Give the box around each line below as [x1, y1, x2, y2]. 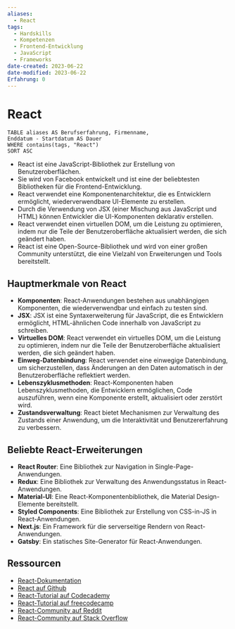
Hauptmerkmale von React [7, 277, 127, 289]
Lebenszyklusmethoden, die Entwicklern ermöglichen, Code [17, 386, 193, 395]
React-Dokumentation [17, 576, 82, 585]
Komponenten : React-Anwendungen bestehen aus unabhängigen [17, 296, 209, 305]
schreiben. [17, 326, 49, 335]
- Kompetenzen [13, 37, 55, 44]
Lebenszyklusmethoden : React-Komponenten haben [17, 379, 174, 387]
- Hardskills [13, 30, 52, 37]
